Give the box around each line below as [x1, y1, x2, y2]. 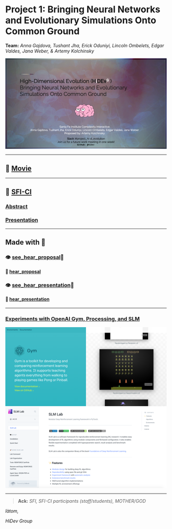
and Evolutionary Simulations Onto [5, 14, 157, 26]
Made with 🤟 [5, 238, 46, 247]
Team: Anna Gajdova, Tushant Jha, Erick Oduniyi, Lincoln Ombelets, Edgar [5, 42, 164, 48]
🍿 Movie [5, 164, 32, 173]
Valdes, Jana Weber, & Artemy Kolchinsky [5, 48, 95, 54]
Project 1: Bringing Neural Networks [5, 4, 160, 15]
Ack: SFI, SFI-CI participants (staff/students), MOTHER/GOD [17, 498, 146, 504]
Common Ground [5, 26, 80, 37]
